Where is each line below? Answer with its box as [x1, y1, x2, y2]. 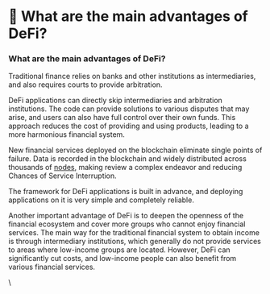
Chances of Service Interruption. [8, 171, 117, 180]
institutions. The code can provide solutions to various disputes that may [8, 104, 250, 114]
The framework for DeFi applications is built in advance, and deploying [8, 187, 243, 197]
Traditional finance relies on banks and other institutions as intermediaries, [8, 72, 256, 81]
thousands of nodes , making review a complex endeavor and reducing [8, 163, 243, 172]
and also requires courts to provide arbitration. [8, 80, 163, 89]
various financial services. [8, 262, 95, 272]
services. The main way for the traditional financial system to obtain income [8, 228, 260, 238]
